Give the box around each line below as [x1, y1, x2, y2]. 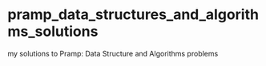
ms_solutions [7, 22, 99, 41]
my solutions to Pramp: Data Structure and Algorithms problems [7, 49, 219, 58]
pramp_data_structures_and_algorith [7, 6, 260, 24]
